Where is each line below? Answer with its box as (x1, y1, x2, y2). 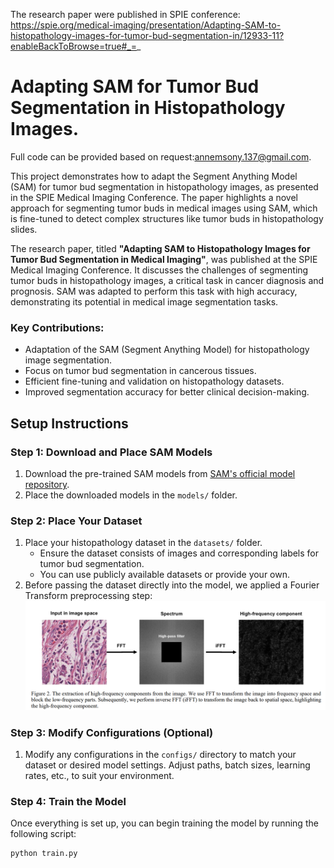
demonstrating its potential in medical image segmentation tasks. (10, 295, 279, 308)
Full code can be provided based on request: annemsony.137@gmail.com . (10, 150, 312, 163)
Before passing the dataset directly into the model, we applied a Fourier (24, 579, 320, 591)
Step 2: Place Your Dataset (10, 514, 143, 528)
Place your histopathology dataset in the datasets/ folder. (24, 537, 263, 549)
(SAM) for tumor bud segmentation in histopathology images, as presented (10, 180, 319, 193)
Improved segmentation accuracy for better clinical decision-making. (24, 386, 310, 398)
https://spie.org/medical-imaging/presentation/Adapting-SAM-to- (10, 19, 282, 31)
